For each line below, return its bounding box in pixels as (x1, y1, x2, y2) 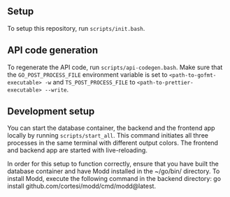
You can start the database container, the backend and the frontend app (7, 124, 215, 132)
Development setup (7, 105, 95, 117)
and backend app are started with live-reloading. (7, 146, 148, 154)
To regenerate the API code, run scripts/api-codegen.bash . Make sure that (7, 63, 223, 71)
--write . (44, 85, 69, 94)
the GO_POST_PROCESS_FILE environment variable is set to (7, 70, 168, 79)
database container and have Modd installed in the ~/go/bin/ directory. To (7, 167, 220, 175)
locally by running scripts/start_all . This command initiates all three (7, 131, 208, 140)
